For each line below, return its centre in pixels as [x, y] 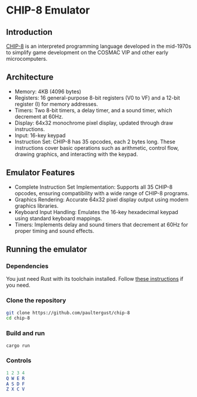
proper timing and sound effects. [54, 231]
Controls [19, 360]
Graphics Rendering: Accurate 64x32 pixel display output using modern [101, 199]
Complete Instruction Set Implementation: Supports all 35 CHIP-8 [94, 187]
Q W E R [16, 378]
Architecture [30, 77]
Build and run [26, 333]
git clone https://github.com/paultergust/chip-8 [68, 313]
